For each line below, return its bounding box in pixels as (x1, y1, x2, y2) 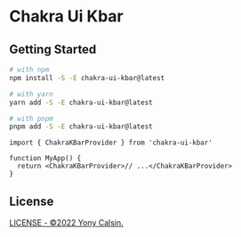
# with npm (9, 65, 50, 74)
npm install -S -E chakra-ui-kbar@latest (9, 73, 165, 82)
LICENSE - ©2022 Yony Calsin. (9, 217, 125, 228)
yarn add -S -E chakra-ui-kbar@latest (9, 98, 153, 107)
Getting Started (9, 42, 97, 57)
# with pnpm (9, 114, 53, 123)
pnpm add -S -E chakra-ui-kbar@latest (9, 122, 153, 131)
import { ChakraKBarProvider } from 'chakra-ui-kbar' (9, 138, 213, 148)
